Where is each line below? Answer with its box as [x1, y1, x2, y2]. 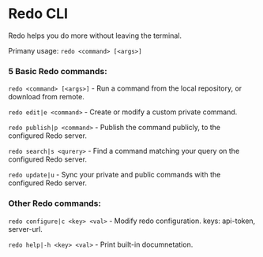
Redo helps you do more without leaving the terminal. [8, 31, 182, 40]
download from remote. [8, 92, 85, 102]
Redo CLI [8, 5, 69, 23]
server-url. [8, 224, 43, 233]
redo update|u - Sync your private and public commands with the [8, 170, 221, 180]
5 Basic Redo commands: [8, 65, 108, 76]
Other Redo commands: [8, 198, 101, 209]
